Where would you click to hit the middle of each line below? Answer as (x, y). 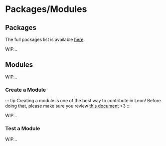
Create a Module (26, 90)
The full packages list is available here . (45, 39)
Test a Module (23, 129)
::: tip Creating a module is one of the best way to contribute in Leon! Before (83, 101)
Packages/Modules (46, 9)
